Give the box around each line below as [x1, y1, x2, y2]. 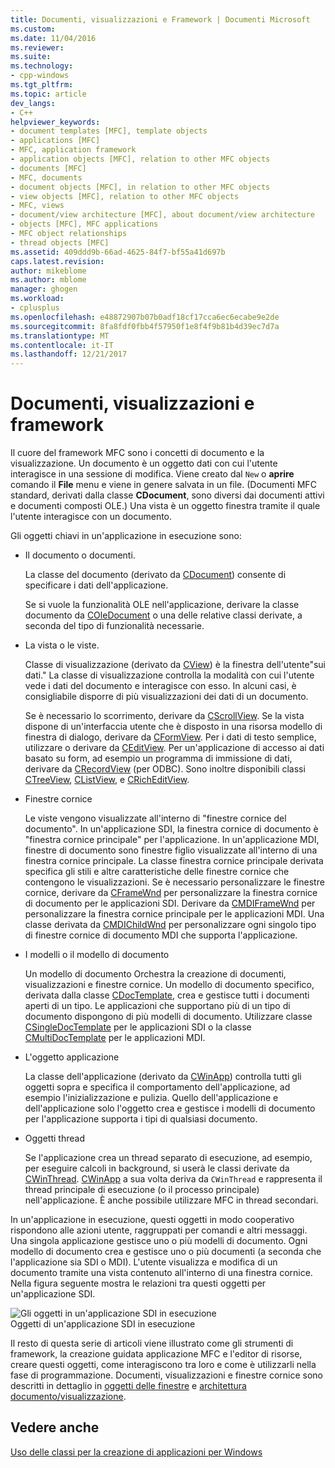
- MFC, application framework [10, 145, 137, 155]
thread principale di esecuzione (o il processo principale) [24, 1184, 260, 1196]
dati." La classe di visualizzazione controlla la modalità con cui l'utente [24, 669, 315, 681]
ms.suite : [10, 52, 52, 62]
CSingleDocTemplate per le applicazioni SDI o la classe [24, 1021, 252, 1033]
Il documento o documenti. [24, 549, 136, 561]
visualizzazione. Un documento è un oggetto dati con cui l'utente [10, 457, 278, 470]
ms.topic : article [10, 89, 87, 99]
